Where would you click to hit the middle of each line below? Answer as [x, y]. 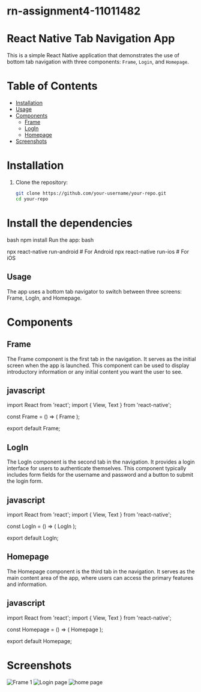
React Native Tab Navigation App [91, 39]
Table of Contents [52, 86]
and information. [27, 584]
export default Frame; [34, 429]
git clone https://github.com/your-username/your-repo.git [91, 193]
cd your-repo [32, 199]
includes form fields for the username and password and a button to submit [100, 475]
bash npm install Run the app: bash [50, 240]
